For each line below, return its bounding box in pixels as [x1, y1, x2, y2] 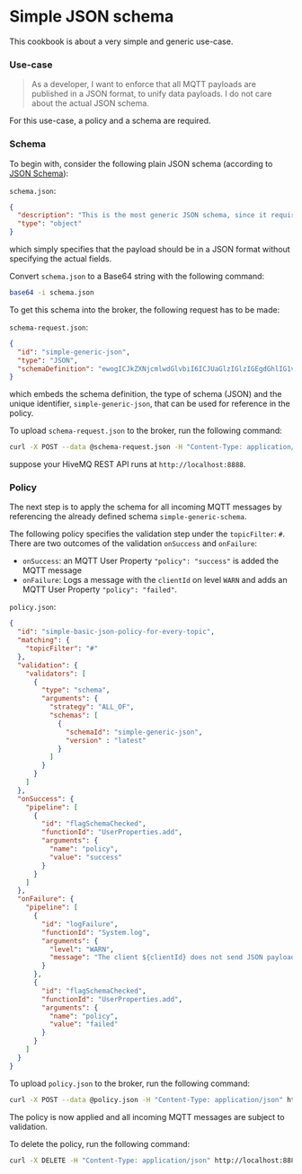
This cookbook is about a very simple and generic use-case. [9, 36, 234, 47]
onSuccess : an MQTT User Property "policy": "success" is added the [22, 555, 280, 567]
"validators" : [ [25, 669, 87, 678]
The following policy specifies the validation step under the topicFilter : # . [9, 528, 286, 540]
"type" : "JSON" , [17, 356, 78, 365]
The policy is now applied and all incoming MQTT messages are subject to [9, 1111, 285, 1122]
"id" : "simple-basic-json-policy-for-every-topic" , [17, 627, 216, 637]
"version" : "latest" [66, 736, 147, 745]
